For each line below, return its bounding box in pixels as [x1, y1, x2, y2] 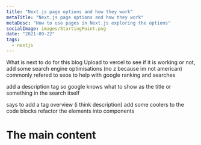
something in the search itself [6, 89, 80, 96]
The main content [6, 128, 96, 142]
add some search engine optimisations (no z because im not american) [6, 65, 182, 72]
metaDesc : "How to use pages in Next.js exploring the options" [6, 20, 171, 26]
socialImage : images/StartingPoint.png [6, 25, 107, 32]
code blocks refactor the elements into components [6, 107, 135, 114]
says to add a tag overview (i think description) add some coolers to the [6, 101, 185, 108]
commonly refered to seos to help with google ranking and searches [6, 71, 176, 78]
